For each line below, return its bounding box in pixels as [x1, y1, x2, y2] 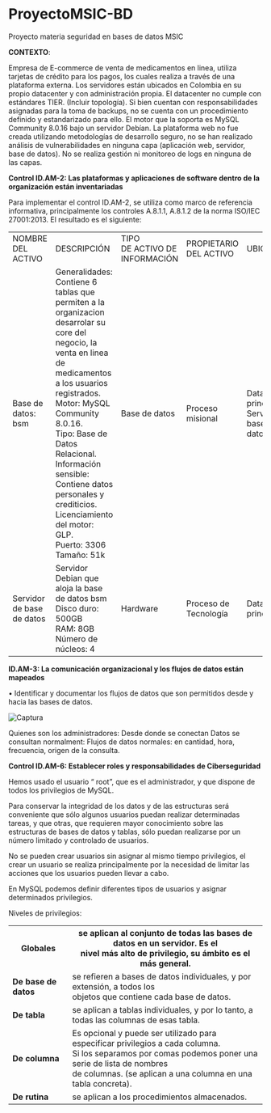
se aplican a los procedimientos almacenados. [72, 1091, 248, 1102]
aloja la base [55, 582, 103, 594]
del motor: [55, 518, 94, 530]
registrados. [55, 387, 101, 399]
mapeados [8, 672, 45, 682]
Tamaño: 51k [55, 549, 106, 561]
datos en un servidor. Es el [112, 937, 218, 949]
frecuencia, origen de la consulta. [8, 745, 120, 755]
